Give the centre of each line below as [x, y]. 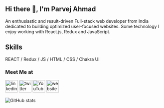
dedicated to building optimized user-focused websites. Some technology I [82, 26]
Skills [14, 47]
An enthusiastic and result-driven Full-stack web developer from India [77, 21]
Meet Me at [19, 72]
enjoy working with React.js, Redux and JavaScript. [58, 31]
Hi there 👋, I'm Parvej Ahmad [51, 9]
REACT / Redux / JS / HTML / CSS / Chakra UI [52, 59]
